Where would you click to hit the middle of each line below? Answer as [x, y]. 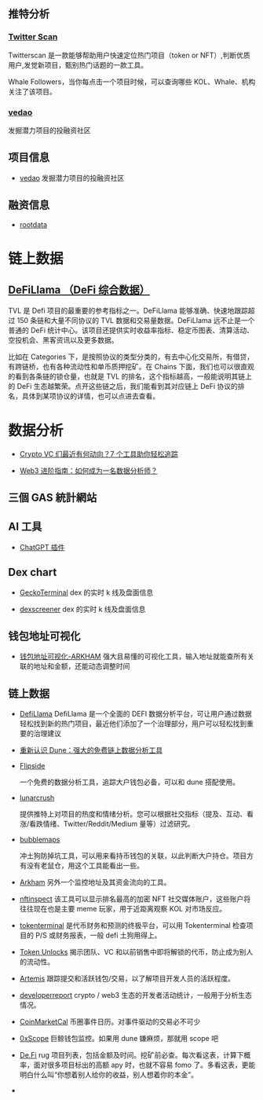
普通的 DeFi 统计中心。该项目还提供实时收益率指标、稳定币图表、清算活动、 [131, 330]
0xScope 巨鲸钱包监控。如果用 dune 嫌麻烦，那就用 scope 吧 [119, 1039]
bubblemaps [40, 840]
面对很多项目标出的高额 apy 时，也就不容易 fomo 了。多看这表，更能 [144, 1065]
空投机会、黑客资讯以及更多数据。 [63, 339]
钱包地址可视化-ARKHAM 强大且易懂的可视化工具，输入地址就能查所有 [133, 656]
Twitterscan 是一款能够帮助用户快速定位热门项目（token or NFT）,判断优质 [130, 55]
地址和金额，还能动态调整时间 [82, 666]
